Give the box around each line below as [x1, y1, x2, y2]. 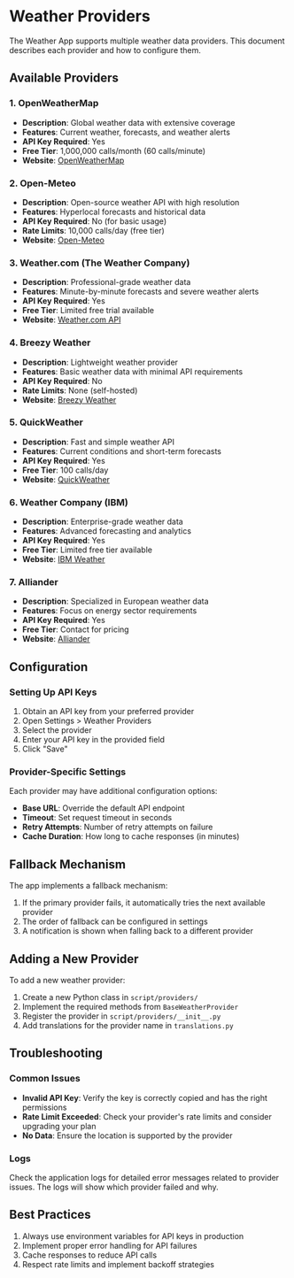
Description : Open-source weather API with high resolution [21, 196, 240, 207]
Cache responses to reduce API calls [21, 1250, 158, 1260]
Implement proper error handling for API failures [21, 1240, 197, 1251]
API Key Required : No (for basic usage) [21, 215, 166, 227]
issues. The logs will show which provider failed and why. [9, 1182, 219, 1192]
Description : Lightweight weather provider [21, 357, 179, 367]
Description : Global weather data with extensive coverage [21, 117, 236, 127]
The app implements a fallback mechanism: [9, 881, 168, 891]
